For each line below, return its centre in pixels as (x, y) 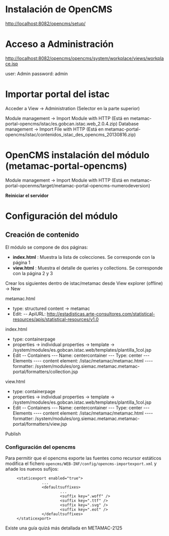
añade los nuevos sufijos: (32, 469)
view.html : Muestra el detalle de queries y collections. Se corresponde (88, 268)
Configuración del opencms (40, 447)
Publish (13, 434)
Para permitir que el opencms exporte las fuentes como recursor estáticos (83, 458)
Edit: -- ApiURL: (29, 314)
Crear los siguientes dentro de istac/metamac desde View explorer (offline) (84, 283)
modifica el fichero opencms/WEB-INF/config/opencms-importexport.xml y (81, 464)
